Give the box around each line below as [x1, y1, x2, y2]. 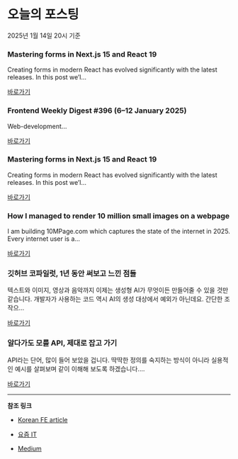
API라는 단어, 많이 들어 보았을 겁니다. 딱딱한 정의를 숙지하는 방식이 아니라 [7, 356, 210, 364]
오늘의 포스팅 [7, 6, 79, 23]
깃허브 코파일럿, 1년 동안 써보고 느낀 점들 [7, 268, 137, 278]
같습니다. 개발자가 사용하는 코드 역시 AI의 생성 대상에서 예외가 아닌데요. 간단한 [7, 295, 223, 303]
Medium [17, 444, 42, 453]
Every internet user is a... [7, 234, 80, 243]
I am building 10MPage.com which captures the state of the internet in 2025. [7, 227, 230, 236]
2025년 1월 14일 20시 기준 [7, 31, 81, 40]
